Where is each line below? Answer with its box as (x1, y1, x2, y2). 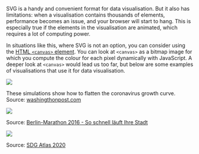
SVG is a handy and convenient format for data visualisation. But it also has (6, 5, 190, 12)
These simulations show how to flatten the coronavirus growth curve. (6, 90, 176, 97)
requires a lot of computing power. (6, 30, 91, 37)
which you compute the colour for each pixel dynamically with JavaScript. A (6, 55, 192, 61)
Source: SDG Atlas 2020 (6, 142, 66, 148)
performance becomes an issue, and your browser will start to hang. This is (6, 18, 191, 24)
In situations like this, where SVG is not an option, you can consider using (6, 42, 186, 49)
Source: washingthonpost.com (6, 96, 81, 103)
